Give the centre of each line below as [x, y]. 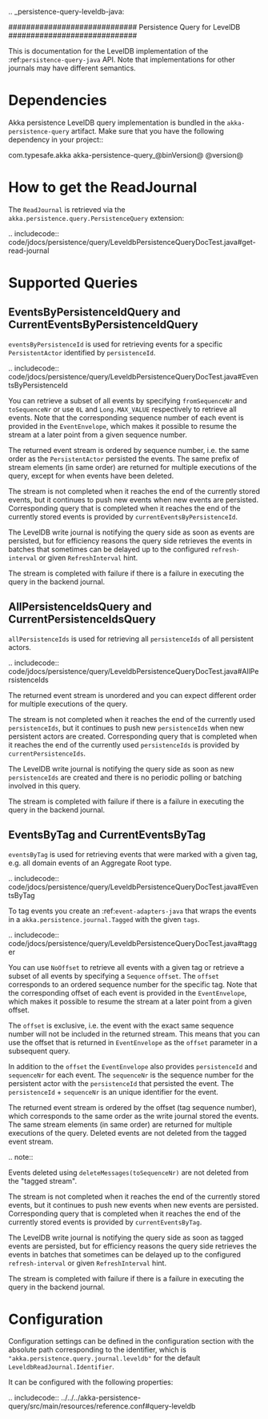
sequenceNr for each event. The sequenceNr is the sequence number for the [131, 1075]
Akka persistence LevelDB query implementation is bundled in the [117, 122]
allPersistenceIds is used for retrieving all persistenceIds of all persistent [131, 639]
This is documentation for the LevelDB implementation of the [108, 51]
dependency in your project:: [56, 139]
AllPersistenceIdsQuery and [80, 607]
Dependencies [58, 100]
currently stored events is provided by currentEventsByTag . [105, 1222]
